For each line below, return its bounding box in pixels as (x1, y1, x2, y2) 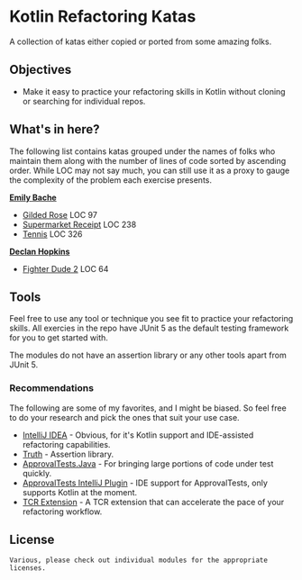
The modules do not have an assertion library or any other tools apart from (9, 349, 287, 361)
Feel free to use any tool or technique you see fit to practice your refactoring (9, 313, 294, 324)
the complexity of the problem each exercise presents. (9, 174, 213, 186)
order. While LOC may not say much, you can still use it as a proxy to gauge (9, 165, 290, 176)
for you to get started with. (9, 332, 108, 343)
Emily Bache (9, 192, 57, 203)
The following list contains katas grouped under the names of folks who (9, 146, 276, 157)
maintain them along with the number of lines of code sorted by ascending (9, 155, 287, 166)
